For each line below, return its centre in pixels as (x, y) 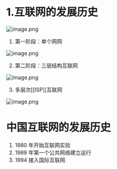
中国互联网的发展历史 (59, 128)
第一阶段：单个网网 (39, 41)
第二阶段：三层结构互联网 (46, 65)
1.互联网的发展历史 (52, 12)
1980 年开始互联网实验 (42, 145)
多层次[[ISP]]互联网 (39, 89)
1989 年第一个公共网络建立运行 (53, 152)
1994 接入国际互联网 (40, 160)
